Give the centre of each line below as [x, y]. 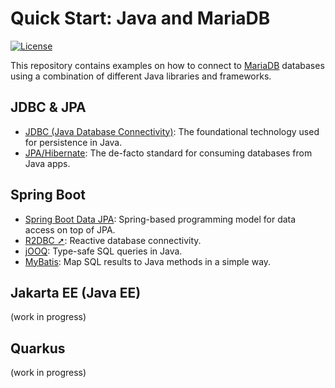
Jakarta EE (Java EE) [76, 292]
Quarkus [38, 348]
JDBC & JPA [48, 107]
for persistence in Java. [73, 142]
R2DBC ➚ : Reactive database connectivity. [113, 240]
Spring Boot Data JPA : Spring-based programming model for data [160, 219]
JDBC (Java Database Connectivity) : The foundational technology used [172, 131]
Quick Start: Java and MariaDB [140, 18]
